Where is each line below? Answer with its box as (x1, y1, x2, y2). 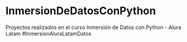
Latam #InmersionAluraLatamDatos (5, 30, 92, 37)
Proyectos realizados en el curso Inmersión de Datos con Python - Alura (5, 24, 182, 31)
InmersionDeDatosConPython (5, 4, 156, 18)
